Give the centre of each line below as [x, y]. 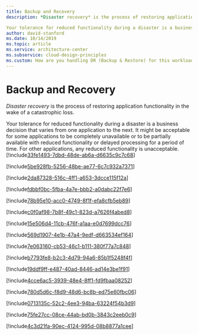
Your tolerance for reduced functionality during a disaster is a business [92, 124]
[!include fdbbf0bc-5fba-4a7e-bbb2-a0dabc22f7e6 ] [69, 189]
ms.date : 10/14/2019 [32, 39]
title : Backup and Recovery [41, 11]
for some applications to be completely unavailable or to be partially [88, 136]
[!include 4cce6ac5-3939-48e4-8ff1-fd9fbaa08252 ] [69, 280]
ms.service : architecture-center [47, 50]
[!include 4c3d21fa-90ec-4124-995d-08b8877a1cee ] [70, 326]
